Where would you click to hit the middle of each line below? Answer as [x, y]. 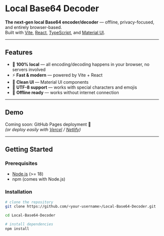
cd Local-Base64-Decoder [30, 215]
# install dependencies [29, 224]
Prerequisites [21, 163]
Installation [19, 192]
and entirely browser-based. [34, 27]
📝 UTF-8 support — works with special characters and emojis [75, 87]
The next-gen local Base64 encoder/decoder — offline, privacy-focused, [80, 22]
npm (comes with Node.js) [39, 179]
